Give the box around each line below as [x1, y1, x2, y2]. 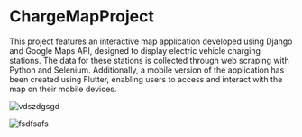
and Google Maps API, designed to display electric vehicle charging [9, 45, 261, 56]
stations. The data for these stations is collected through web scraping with [9, 55, 290, 65]
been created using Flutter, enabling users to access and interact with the [9, 73, 283, 84]
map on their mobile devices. [9, 83, 117, 94]
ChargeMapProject [9, 6, 155, 27]
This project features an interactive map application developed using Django [9, 36, 293, 47]
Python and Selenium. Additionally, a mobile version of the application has [9, 64, 285, 75]
